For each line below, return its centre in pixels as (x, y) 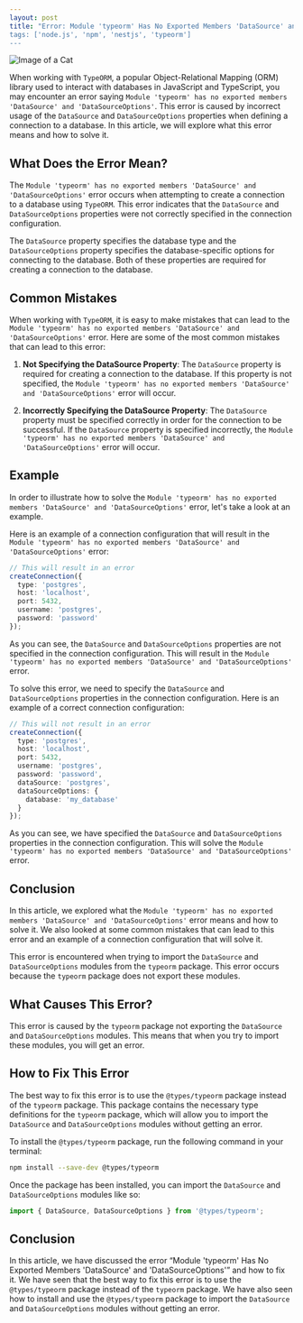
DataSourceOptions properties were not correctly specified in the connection (151, 214)
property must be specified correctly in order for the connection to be (152, 420)
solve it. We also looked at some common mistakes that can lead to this (142, 930)
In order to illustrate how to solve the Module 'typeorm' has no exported (143, 497)
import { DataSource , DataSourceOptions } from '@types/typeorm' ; (137, 1211)
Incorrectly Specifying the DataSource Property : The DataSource (145, 410)
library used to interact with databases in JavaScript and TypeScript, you (145, 87)
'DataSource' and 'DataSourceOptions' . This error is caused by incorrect (145, 106)
